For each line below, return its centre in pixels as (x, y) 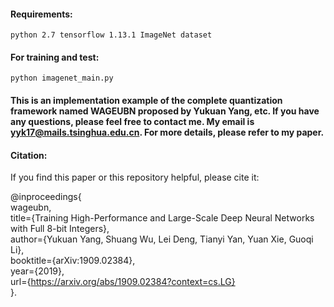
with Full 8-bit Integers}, (60, 229)
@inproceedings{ (46, 197)
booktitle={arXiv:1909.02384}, (73, 261)
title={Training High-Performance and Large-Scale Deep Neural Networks (162, 218)
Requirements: (41, 14)
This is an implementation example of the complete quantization (146, 100)
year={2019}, (37, 271)
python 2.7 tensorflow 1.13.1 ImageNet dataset (111, 35)
